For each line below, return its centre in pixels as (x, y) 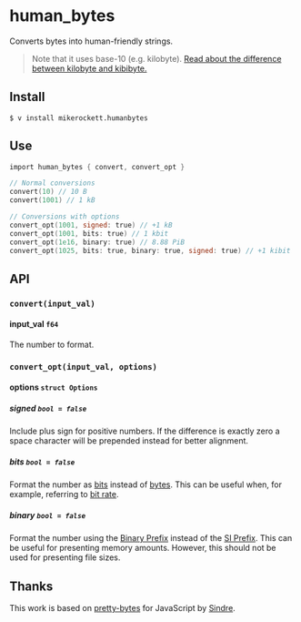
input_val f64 (34, 324)
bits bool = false (42, 462)
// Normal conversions (52, 183)
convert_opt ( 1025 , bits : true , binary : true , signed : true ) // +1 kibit (150, 250)
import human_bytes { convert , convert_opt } (97, 167)
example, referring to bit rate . (64, 495)
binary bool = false (48, 515)
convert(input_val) (52, 303)
